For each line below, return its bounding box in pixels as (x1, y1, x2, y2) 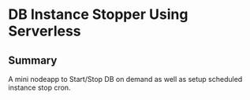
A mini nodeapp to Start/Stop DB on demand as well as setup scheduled (8, 75, 243, 83)
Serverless (8, 22, 81, 40)
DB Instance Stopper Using (8, 6, 188, 24)
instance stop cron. (8, 83, 71, 92)
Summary (8, 54, 58, 67)
